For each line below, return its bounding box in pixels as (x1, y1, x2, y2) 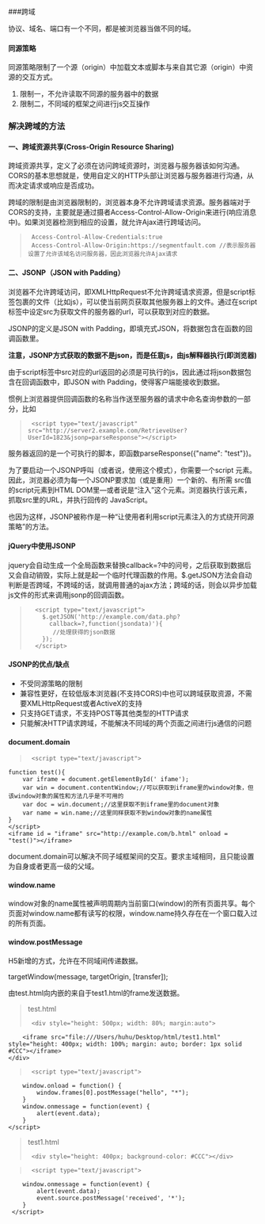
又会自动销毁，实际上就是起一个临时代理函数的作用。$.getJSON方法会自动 (8, 570, 252, 580)
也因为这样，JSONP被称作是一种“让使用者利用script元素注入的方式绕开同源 (8, 512, 255, 521)
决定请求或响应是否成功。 (14, 181, 99, 190)
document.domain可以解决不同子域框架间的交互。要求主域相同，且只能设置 (8, 852, 255, 861)
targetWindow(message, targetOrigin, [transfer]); (8, 971, 168, 981)
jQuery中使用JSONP (8, 541, 76, 551)
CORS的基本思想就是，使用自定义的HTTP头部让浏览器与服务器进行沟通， (8, 171, 248, 181)
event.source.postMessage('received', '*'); (36, 1194, 186, 1202)
